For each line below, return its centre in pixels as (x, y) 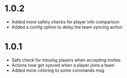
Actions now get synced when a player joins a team (63, 65)
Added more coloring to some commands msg (58, 70)
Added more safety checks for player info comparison (65, 22)
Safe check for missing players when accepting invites (66, 60)
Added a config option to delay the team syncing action (67, 27)
